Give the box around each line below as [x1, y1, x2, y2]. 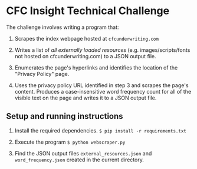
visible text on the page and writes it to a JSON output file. [14, 94, 157, 101]
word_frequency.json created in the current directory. [14, 156, 145, 163]
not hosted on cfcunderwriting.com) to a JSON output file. [14, 52, 156, 59]
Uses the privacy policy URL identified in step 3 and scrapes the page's [14, 81, 189, 89]
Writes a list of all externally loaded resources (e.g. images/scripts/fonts [14, 46, 191, 54]
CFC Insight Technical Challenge [6, 4, 170, 18]
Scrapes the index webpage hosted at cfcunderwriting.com [14, 35, 159, 42]
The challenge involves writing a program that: [6, 24, 119, 31]
